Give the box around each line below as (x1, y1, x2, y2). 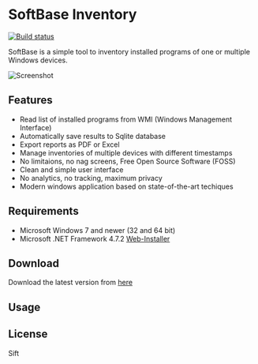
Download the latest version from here (8, 278, 133, 287)
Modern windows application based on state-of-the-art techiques (19, 182, 234, 191)
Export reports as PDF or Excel (19, 140, 120, 149)
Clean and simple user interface (19, 164, 124, 174)
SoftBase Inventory (8, 6, 137, 24)
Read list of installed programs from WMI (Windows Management (19, 114, 233, 124)
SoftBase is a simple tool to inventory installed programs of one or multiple (8, 47, 251, 56)
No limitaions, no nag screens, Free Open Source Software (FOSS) (19, 156, 236, 166)
